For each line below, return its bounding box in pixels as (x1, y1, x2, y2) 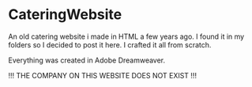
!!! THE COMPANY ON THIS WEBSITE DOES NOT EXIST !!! (8, 70, 197, 80)
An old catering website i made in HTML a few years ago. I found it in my (8, 32, 245, 41)
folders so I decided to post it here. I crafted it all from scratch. (8, 40, 212, 49)
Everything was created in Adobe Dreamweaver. (8, 55, 166, 65)
